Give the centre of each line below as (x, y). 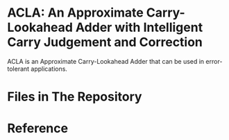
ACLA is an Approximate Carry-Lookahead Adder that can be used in (106, 61)
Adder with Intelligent (139, 27)
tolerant (18, 69)
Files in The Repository (75, 97)
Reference (37, 129)
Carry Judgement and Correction (105, 42)
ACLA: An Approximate (75, 13)
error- (214, 61)
